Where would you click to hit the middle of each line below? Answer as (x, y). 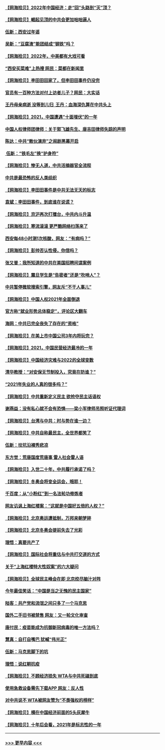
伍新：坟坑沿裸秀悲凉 (27, 445)
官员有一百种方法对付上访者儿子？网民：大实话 (52, 92)
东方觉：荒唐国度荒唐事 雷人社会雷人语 (44, 457)
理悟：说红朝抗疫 (22, 664)
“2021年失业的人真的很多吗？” (36, 384)
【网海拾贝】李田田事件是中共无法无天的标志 (50, 190)
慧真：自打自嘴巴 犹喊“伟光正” (36, 639)
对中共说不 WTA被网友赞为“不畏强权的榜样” (50, 700)
